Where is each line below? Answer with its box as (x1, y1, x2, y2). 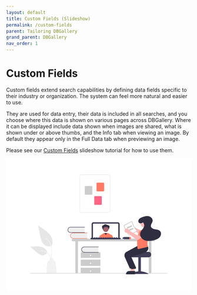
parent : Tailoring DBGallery (6, 28, 78, 34)
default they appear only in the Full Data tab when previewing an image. (6, 135, 181, 142)
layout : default (6, 9, 46, 15)
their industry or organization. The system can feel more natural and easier (6, 92, 188, 100)
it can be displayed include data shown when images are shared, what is (6, 123, 182, 130)
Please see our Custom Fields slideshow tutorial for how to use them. (6, 146, 174, 153)
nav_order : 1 (6, 41, 38, 47)
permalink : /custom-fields (6, 22, 72, 28)
